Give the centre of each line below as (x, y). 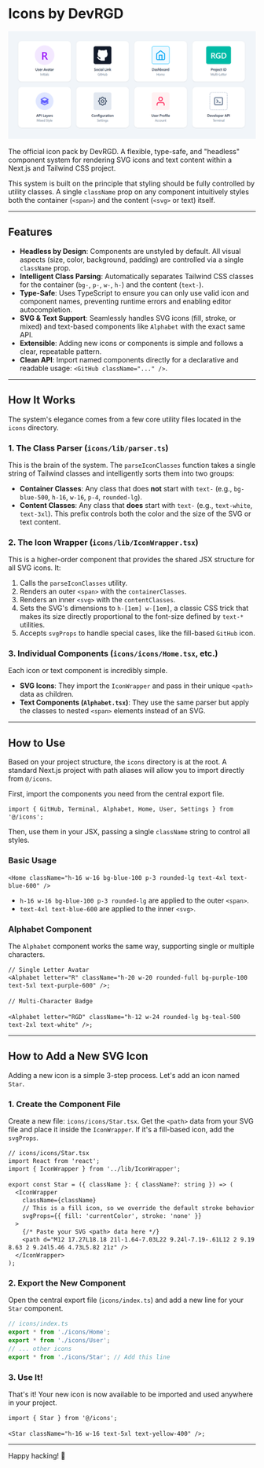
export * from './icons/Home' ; (59, 1332)
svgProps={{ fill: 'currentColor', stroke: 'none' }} (112, 1216)
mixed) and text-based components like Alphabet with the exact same (132, 326)
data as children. (47, 694)
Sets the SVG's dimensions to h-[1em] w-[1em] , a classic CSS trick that (134, 608)
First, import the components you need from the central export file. (116, 794)
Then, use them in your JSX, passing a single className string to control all (129, 832)
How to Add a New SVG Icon (78, 1056)
